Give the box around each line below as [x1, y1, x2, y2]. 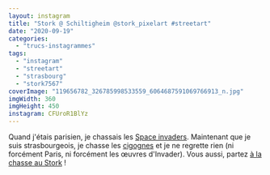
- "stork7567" [15, 79, 63, 87]
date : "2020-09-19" [8, 27, 74, 35]
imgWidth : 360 [8, 95, 57, 103]
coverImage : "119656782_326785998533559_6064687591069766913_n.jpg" [8, 87, 244, 96]
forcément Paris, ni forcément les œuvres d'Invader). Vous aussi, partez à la [8, 149, 263, 159]
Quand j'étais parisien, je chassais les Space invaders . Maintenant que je [8, 132, 251, 142]
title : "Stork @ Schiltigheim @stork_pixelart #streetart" [8, 19, 212, 28]
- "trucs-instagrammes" [15, 42, 95, 50]
